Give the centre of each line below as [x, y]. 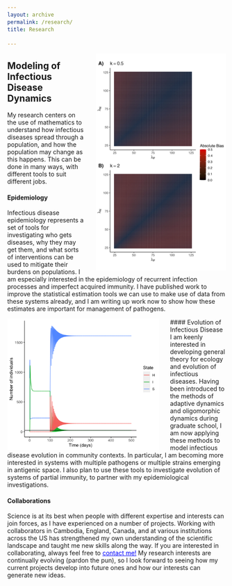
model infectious [194, 448]
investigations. [28, 485]
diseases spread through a [45, 137]
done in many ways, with [43, 167]
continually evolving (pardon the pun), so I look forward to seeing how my [113, 560]
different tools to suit [37, 174]
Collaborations [29, 500]
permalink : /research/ [40, 22]
